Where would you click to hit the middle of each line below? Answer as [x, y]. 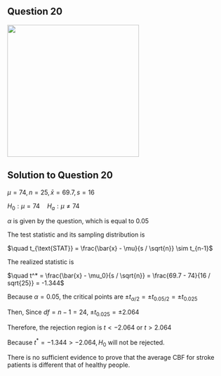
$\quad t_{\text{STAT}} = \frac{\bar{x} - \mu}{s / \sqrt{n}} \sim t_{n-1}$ [110, 249]
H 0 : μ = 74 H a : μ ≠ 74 [43, 207]
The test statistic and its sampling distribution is [76, 234]
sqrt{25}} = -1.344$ [36, 283]
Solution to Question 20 [60, 175]
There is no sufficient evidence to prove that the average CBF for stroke [111, 358]
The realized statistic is [41, 262]
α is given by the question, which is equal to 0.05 [78, 221]
